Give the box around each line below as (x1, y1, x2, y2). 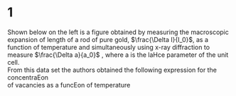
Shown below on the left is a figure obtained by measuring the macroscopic (7, 28, 230, 36)
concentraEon (7, 73, 48, 82)
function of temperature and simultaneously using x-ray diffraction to (7, 43, 210, 51)
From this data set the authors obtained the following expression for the (7, 65, 217, 74)
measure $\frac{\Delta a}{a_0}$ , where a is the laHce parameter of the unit (7, 50, 229, 59)
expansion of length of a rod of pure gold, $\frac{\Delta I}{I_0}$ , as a (7, 35, 208, 43)
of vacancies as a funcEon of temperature (7, 80, 131, 89)
